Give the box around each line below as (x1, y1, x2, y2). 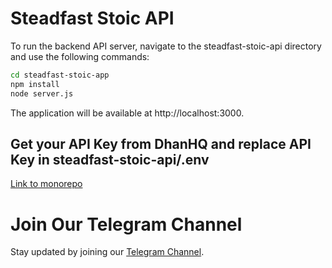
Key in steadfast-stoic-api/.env (10, 151, 210, 168)
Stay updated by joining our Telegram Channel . (10, 246, 205, 258)
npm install (10, 79, 60, 89)
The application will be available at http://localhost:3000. (10, 107, 245, 119)
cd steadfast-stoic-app (10, 70, 110, 80)
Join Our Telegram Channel (10, 213, 243, 236)
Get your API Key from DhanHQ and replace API (10, 135, 312, 152)
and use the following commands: (10, 50, 150, 62)
